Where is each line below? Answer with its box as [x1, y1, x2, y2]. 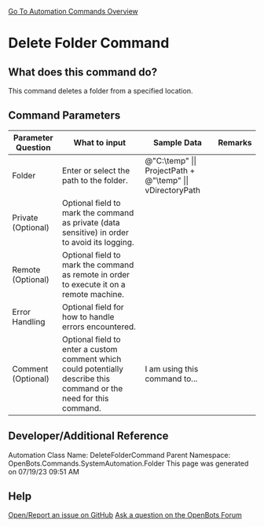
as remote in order [61, 269, 130, 280]
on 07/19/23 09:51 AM [8, 467, 80, 476]
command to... [145, 373, 198, 384]
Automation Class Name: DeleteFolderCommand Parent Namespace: [8, 450, 230, 459]
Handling [12, 316, 46, 327]
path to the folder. [61, 174, 128, 185]
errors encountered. [61, 321, 136, 332]
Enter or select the [61, 165, 130, 176]
